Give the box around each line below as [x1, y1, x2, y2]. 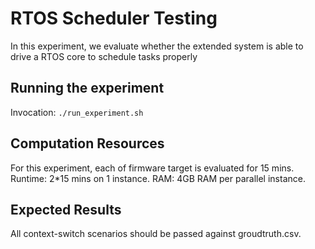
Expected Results [10, 201, 122, 218]
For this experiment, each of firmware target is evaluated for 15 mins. [10, 162, 295, 174]
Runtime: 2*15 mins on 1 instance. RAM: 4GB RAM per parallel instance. [10, 172, 306, 184]
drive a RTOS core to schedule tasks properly [10, 50, 198, 62]
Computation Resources [10, 135, 165, 152]
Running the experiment [10, 80, 165, 97]
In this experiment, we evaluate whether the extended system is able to [10, 40, 304, 52]
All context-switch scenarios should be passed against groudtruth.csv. [10, 228, 302, 240]
